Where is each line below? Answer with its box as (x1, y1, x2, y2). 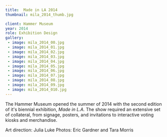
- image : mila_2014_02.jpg (7, 49, 65, 55)
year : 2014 (5, 26, 28, 31)
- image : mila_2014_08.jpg (7, 78, 65, 83)
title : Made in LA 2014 (5, 7, 58, 13)
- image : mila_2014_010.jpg (7, 87, 67, 92)
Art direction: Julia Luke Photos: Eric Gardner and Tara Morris (5, 127, 134, 133)
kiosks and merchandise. (5, 117, 57, 123)
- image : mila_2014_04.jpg (7, 59, 65, 64)
